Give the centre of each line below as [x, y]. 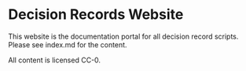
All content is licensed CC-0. [54, 60]
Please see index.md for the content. [68, 44]
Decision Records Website [96, 15]
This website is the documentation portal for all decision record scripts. [123, 36]
